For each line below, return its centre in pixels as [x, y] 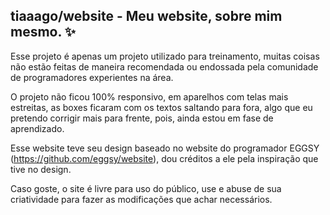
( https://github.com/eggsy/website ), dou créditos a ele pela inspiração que [164, 158]
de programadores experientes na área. [92, 77]
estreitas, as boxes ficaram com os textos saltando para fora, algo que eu [161, 107]
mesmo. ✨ [43, 32]
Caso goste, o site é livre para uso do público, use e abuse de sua [146, 188]
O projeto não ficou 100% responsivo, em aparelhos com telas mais [149, 96]
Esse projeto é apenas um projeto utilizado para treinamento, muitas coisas [165, 56]
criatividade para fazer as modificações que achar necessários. [141, 199]
